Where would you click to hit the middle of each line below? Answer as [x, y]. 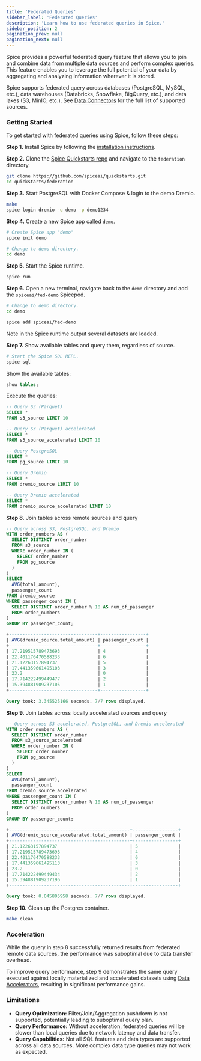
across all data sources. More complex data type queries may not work [103, 1045]
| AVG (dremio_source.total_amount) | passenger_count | [77, 640]
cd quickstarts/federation [40, 182]
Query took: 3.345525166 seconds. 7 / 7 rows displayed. [76, 701]
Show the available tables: [38, 373]
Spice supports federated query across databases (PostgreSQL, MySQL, [96, 87]
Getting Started [29, 122]
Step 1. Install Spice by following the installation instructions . [81, 147]
